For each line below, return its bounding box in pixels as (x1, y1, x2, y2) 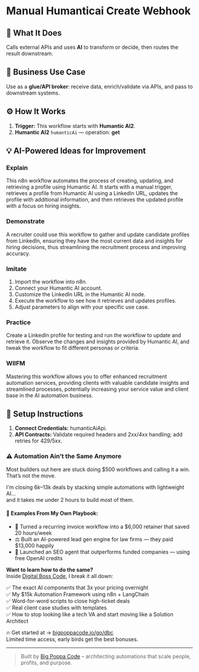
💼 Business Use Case (6, 67, 86, 77)
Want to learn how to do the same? (6, 566, 94, 573)
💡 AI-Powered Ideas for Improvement (6, 146, 146, 156)
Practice (6, 318, 31, 326)
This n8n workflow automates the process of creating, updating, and (6, 177, 174, 184)
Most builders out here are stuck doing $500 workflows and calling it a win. (6, 466, 191, 473)
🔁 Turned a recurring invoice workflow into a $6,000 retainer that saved (14, 523, 190, 530)
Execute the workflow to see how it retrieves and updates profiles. (14, 297, 176, 304)
